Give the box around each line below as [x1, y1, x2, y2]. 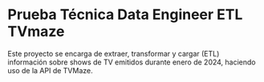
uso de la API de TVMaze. [7, 65, 93, 75]
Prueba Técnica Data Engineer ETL [7, 6, 243, 24]
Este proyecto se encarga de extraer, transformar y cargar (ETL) [7, 49, 220, 58]
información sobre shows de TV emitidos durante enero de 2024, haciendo [7, 57, 256, 67]
